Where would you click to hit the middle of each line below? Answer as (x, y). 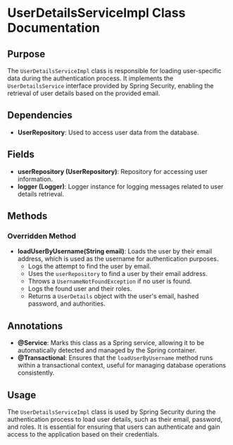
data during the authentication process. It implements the (90, 78)
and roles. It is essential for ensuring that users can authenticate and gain (114, 427)
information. (35, 179)
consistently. (36, 373)
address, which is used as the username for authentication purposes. (118, 259)
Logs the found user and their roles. (80, 289)
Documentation (54, 28)
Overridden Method (42, 236)
